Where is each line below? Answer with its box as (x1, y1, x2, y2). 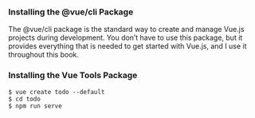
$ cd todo (8, 95, 41, 103)
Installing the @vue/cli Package (8, 6, 134, 18)
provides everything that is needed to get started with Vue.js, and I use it (8, 41, 247, 51)
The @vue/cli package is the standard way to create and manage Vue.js (8, 25, 245, 34)
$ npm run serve (8, 102, 62, 110)
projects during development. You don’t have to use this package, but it (8, 33, 243, 42)
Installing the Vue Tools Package (8, 70, 138, 81)
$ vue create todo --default (8, 88, 105, 96)
